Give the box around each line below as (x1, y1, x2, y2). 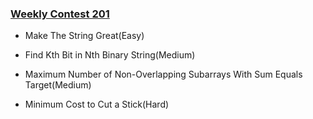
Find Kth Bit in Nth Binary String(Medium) (24, 49, 196, 61)
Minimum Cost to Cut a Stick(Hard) (24, 98, 170, 111)
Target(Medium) (24, 79, 92, 91)
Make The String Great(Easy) (24, 30, 145, 42)
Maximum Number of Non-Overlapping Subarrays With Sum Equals (24, 68, 303, 81)
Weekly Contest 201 (10, 7, 110, 21)
